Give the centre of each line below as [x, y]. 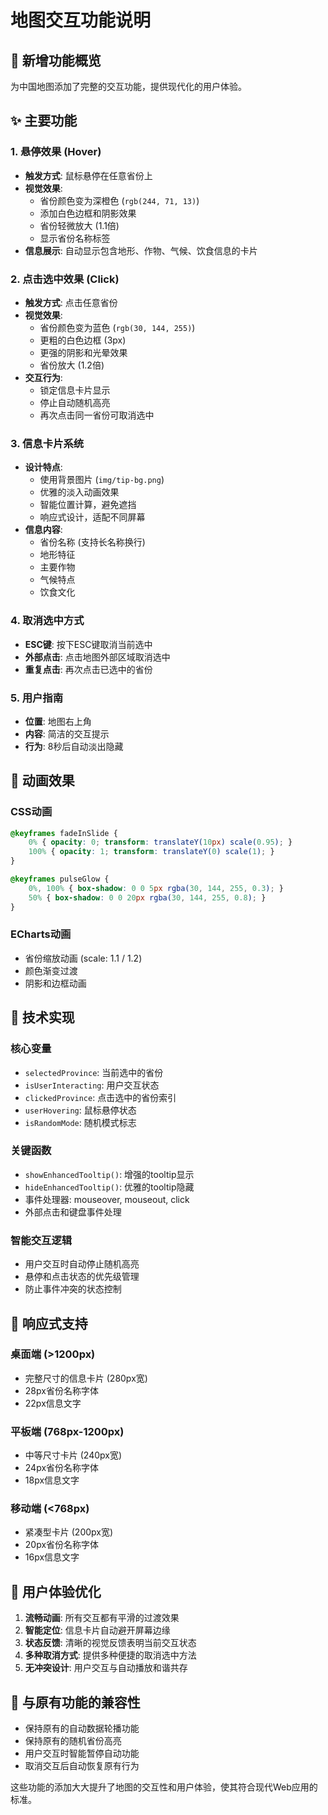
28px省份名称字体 [61, 1390]
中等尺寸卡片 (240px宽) [73, 1455]
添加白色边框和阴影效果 [88, 213]
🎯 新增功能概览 [56, 60]
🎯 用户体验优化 [56, 1591]
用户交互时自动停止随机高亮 [82, 1264]
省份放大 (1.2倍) [72, 365]
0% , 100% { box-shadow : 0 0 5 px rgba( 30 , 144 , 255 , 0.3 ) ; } [156, 888]
